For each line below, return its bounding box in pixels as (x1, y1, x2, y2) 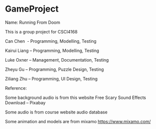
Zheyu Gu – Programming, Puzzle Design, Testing (5, 66, 104, 72)
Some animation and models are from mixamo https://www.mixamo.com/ (5, 118, 151, 124)
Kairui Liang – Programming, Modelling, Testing (5, 48, 99, 53)
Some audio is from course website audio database (5, 109, 108, 115)
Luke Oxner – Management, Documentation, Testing (5, 57, 109, 63)
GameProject (5, 3, 59, 15)
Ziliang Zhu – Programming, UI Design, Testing (5, 76, 98, 81)
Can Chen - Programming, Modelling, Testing (5, 38, 97, 44)
